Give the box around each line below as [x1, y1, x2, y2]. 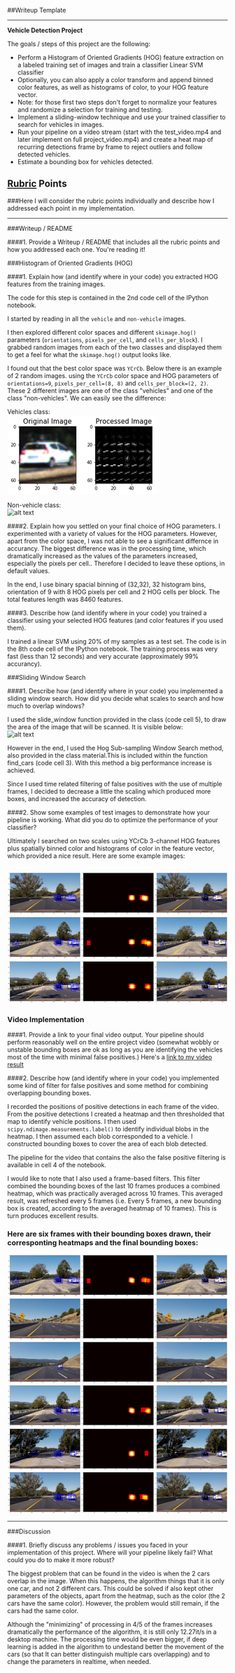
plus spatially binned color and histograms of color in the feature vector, [7, 844, 215, 852]
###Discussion [7, 1527, 51, 1536]
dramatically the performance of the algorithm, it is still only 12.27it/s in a [7, 1627, 217, 1636]
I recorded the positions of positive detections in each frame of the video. [7, 1103, 220, 1111]
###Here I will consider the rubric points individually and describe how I [7, 196, 215, 205]
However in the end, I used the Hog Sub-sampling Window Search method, [7, 744, 224, 752]
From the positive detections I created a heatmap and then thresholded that [7, 1110, 225, 1118]
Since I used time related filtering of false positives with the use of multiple [7, 779, 222, 788]
